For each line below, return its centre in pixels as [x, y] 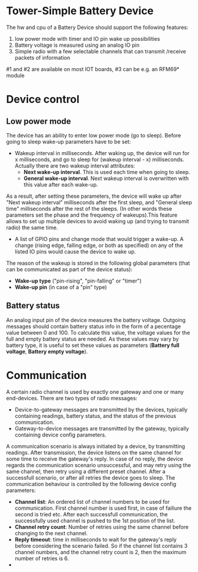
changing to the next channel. [51, 533]
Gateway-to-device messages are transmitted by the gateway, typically [102, 428]
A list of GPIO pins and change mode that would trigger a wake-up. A [99, 239]
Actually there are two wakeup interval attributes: [75, 166]
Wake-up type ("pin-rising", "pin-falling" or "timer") [78, 281]
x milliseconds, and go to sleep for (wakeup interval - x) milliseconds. [100, 159]
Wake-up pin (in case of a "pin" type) [61, 287]
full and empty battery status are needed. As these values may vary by [92, 339]
